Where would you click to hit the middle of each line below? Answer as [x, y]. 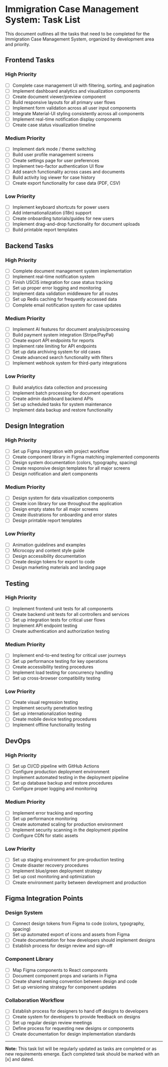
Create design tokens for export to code [53, 562]
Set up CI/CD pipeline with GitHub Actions [56, 766]
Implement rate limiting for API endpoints [54, 346]
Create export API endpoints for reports [53, 340]
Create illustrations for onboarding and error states [65, 515]
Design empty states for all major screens [55, 509]
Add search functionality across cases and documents [68, 172]
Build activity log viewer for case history [54, 177]
